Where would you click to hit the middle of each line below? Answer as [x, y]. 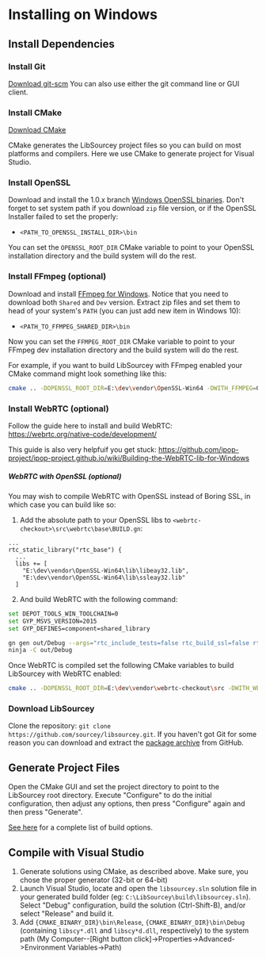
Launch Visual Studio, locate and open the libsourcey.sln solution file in [138, 888]
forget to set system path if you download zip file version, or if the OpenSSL [133, 209]
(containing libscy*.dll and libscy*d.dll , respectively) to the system [134, 930]
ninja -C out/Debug [40, 650]
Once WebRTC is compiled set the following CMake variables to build [121, 666]
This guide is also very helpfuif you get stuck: [82, 449]
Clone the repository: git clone [59, 726]
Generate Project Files [64, 767]
